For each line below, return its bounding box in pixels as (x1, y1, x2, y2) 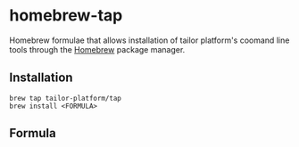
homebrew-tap (9, 5, 123, 26)
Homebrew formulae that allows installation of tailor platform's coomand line (9, 35, 290, 45)
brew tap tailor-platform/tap (9, 94, 122, 102)
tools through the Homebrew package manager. (9, 44, 186, 54)
